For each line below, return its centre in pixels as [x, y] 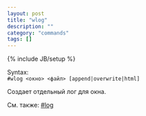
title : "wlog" [28, 20]
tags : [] [20, 39]
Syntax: [18, 72]
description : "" [30, 26]
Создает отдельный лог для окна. [57, 92]
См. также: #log [30, 105]
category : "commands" [38, 33]
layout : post [26, 13]
